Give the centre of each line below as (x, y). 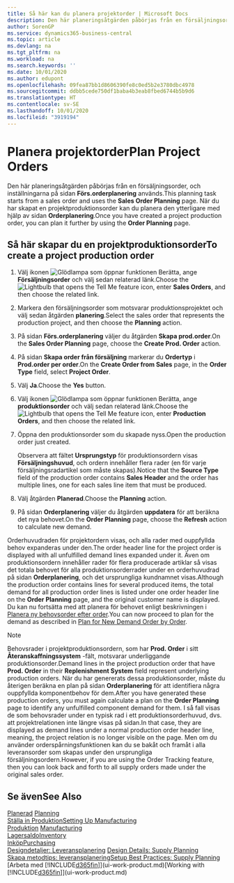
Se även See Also (45, 796)
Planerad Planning (33, 813)
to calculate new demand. (54, 527)
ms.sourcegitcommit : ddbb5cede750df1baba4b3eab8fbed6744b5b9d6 (101, 91)
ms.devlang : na (29, 46)
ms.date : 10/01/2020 (37, 72)
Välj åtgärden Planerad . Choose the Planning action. (92, 499)
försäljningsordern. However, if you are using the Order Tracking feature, (111, 760)
